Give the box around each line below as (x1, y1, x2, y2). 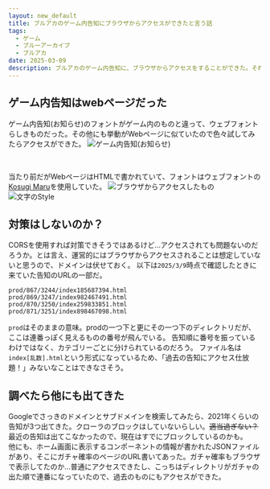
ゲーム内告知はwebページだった (8, 96, 167, 109)
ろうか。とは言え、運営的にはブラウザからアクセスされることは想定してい (8, 250, 255, 260)
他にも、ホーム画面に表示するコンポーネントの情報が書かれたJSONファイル (8, 442, 260, 451)
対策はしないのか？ (8, 217, 104, 231)
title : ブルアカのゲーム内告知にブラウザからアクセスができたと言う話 (8, 19, 213, 27)
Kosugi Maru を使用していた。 (8, 182, 107, 191)
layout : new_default (8, 11, 78, 20)
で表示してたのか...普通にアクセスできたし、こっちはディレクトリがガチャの (8, 462, 260, 471)
